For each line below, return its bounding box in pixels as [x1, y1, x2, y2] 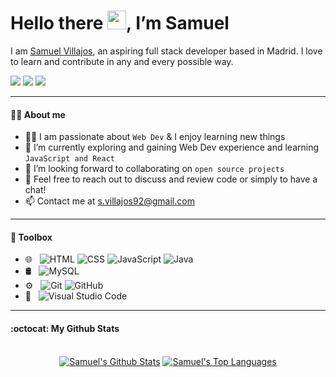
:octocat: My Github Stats [10, 322, 120, 334]
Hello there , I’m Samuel [10, 12, 230, 35]
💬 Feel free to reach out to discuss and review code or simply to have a [24, 173, 318, 185]
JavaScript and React [24, 154, 115, 164]
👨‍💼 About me [10, 108, 66, 120]
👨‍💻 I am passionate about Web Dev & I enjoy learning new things [24, 131, 286, 143]
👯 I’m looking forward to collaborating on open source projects [24, 163, 285, 175]
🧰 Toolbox [10, 231, 53, 243]
